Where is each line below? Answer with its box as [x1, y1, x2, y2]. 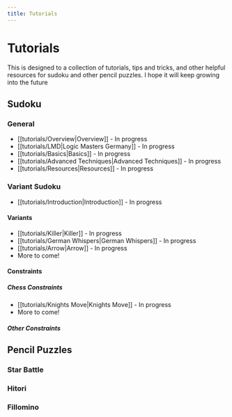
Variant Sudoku [7, 182, 61, 191]
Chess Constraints [7, 283, 63, 291]
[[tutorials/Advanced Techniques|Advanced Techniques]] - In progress [17, 157, 222, 166]
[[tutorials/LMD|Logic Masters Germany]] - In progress [17, 142, 176, 150]
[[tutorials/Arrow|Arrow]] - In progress [17, 244, 127, 252]
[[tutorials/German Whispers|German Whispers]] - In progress [17, 236, 196, 244]
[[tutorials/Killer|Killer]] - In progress [17, 229, 122, 237]
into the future [7, 78, 48, 86]
